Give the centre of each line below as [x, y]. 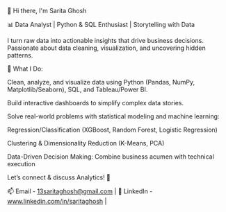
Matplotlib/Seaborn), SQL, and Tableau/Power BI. [78, 89]
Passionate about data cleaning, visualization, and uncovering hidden [107, 48]
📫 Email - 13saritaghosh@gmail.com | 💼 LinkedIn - [80, 191]
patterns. [20, 55]
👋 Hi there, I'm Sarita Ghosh [47, 11]
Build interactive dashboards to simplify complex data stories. [96, 103]
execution [22, 164]
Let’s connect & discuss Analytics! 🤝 [59, 177]
